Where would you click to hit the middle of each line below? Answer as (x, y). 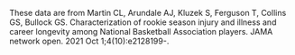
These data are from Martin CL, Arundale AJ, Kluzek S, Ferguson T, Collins (148, 13)
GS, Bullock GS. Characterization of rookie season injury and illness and (143, 22)
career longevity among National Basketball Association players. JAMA (141, 31)
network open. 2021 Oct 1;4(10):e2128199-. (89, 41)
